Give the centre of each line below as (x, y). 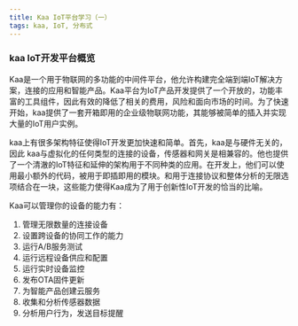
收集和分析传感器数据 (61, 301)
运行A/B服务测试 (52, 246)
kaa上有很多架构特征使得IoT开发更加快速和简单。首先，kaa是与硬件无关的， (148, 142)
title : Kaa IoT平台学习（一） (60, 17)
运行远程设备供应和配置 (65, 257)
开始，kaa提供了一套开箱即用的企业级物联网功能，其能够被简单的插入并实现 (148, 113)
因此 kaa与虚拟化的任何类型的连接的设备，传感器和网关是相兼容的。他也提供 (149, 153)
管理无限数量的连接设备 (65, 224)
